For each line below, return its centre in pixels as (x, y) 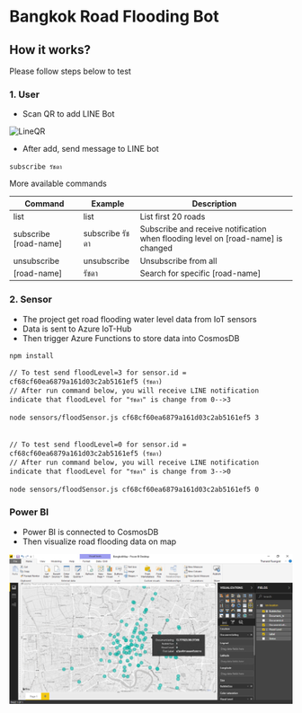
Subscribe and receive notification (203, 229)
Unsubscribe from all (178, 260)
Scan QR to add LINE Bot (68, 114)
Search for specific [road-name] (200, 273)
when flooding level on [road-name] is (211, 239)
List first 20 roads (173, 216)
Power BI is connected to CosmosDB (90, 532)
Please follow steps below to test (71, 71)
